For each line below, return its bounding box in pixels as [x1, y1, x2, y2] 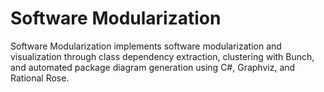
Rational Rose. [10, 72, 70, 84]
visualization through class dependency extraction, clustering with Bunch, [10, 50, 315, 62]
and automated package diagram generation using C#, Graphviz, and [10, 61, 296, 73]
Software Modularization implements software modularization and [10, 40, 282, 52]
